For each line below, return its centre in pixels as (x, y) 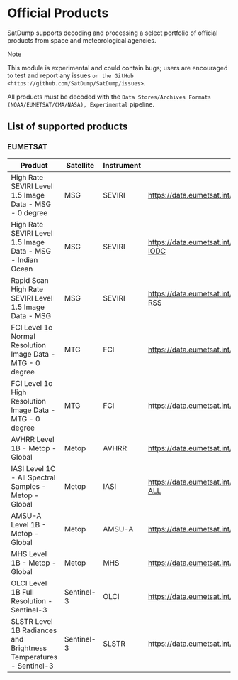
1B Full (22, 592)
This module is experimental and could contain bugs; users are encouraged (118, 68)
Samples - (29, 486)
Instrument (122, 165)
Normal (23, 336)
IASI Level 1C (33, 468)
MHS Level (29, 554)
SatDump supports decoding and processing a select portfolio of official (113, 33)
